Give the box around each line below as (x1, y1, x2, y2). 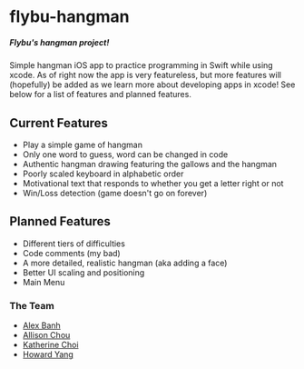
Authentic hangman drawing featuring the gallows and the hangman (22, 158, 278, 169)
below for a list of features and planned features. (9, 89, 192, 100)
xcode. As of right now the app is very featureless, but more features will (9, 70, 281, 81)
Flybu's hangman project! (9, 36, 110, 47)
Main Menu (22, 276, 65, 287)
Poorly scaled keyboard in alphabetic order (22, 168, 184, 179)
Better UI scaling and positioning (22, 266, 145, 278)
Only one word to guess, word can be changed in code (22, 148, 229, 160)
